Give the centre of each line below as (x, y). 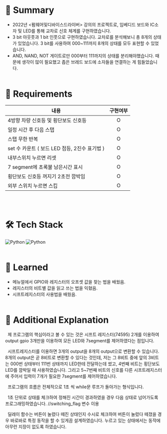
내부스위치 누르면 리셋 (32, 157)
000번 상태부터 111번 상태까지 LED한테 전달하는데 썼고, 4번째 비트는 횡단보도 (85, 364)
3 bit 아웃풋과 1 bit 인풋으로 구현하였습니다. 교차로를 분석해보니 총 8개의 (82, 37)
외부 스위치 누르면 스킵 (33, 185)
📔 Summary (30, 10)
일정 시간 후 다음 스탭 (31, 130)
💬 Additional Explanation (57, 320)
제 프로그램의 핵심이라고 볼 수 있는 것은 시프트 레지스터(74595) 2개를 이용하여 (83, 334)
